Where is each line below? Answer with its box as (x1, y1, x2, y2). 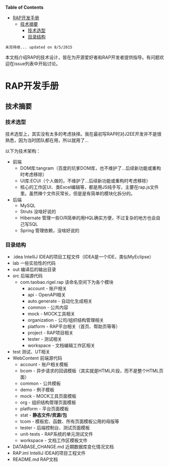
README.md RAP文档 (12, 456, 58, 462)
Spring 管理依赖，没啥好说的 (20, 227, 80, 233)
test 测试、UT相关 (12, 349, 50, 355)
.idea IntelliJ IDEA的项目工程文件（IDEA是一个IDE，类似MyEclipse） (12, 254, 154, 260)
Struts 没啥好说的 (20, 208, 57, 214)
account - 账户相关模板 (20, 362, 69, 368)
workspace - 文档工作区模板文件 (20, 438, 88, 444)
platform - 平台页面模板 (20, 406, 69, 412)
